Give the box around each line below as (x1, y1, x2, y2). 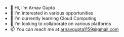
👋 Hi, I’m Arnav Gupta (10, 5, 55, 10)
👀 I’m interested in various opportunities (10, 10, 94, 16)
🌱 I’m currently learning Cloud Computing (10, 15, 97, 21)
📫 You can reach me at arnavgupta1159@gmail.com (10, 26, 119, 32)
